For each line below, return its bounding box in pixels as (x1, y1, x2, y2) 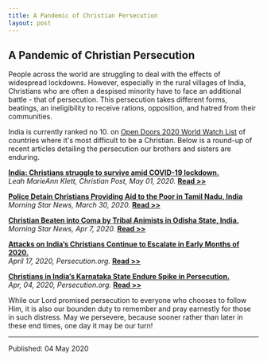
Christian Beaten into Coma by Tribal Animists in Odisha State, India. (8, 215, 240, 225)
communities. (8, 112, 53, 122)
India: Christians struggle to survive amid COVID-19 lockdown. (8, 168, 220, 177)
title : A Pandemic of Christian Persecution (8, 11, 158, 20)
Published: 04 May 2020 (8, 344, 89, 354)
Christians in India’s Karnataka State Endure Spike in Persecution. (8, 272, 230, 281)
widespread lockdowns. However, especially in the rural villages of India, (8, 78, 246, 87)
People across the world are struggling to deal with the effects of (8, 69, 221, 80)
